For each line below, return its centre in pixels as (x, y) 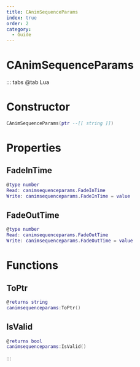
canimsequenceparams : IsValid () (46, 347)
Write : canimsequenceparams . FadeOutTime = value (70, 241)
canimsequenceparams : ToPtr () (44, 307)
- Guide (22, 35)
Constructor (38, 107)
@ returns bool (25, 341)
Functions (32, 265)
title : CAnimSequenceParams (42, 12)
